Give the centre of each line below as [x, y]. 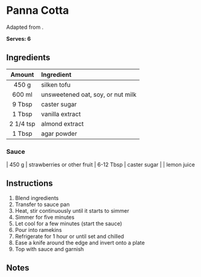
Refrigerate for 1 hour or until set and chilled [70, 236]
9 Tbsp [22, 104]
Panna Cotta [38, 11]
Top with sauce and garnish [49, 249]
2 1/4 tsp [22, 124]
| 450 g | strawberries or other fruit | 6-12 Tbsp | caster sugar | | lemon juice [101, 165]
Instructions [29, 184]
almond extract [63, 124]
